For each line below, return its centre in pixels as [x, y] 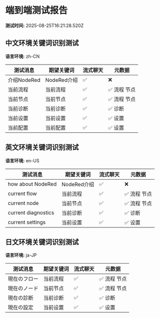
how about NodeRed [32, 184]
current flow [22, 193]
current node [23, 203]
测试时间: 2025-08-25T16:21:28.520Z [44, 25]
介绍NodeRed [24, 80]
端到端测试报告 [37, 10]
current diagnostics [31, 213]
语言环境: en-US [22, 160]
